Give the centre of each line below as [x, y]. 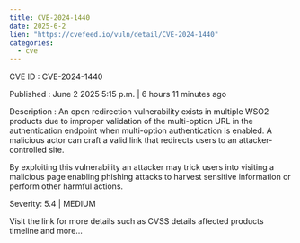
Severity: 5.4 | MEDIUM [53, 204]
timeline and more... [46, 231]
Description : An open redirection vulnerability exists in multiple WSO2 [139, 112]
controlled [28, 150]
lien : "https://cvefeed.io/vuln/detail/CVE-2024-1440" [114, 34]
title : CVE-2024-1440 [50, 18]
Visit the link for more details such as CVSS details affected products [137, 221]
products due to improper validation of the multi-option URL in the [131, 121]
